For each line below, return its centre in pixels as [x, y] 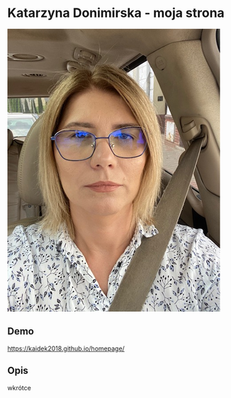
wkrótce [19, 387]
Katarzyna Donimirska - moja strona [116, 13]
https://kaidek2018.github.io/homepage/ [66, 349]
